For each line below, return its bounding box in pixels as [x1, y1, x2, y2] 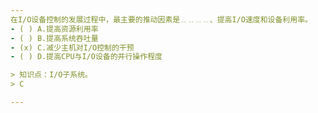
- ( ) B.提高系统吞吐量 [10, 33, 99, 43]
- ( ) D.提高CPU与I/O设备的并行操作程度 [10, 52, 163, 62]
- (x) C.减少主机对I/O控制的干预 [10, 42, 135, 53]
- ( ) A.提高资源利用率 [10, 24, 99, 34]
